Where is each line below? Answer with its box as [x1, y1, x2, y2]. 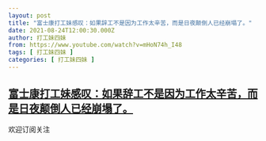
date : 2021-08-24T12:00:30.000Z [8, 26, 115, 34]
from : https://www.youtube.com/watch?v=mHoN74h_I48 [8, 41, 182, 49]
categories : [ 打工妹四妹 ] [8, 56, 95, 64]
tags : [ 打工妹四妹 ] [8, 48, 74, 56]
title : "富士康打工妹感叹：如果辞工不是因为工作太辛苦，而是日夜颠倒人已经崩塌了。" [8, 19, 253, 27]
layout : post [8, 11, 51, 20]
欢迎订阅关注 [8, 124, 50, 134]
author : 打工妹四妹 [8, 33, 66, 42]
